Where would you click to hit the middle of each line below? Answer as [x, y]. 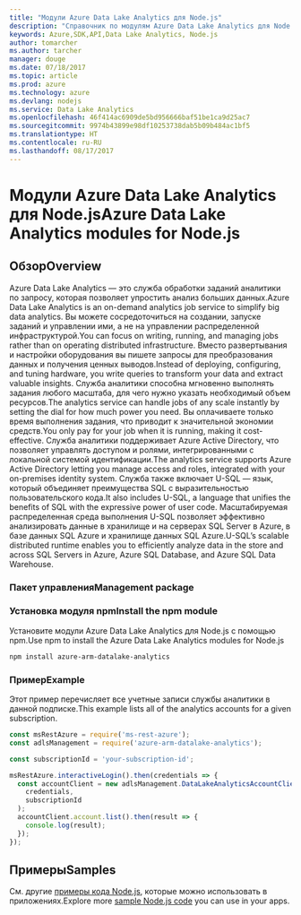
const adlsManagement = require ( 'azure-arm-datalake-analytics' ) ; [136, 743]
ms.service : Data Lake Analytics [72, 109]
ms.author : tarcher [46, 51]
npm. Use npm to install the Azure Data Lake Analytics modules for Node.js [147, 640]
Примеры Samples [63, 870]
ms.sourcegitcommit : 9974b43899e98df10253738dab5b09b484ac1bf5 [130, 126]
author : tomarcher [43, 43]
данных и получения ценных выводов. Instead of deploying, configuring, [145, 364]
